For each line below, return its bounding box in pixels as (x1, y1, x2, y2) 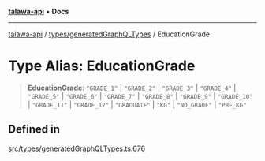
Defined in (8, 122, 61, 137)
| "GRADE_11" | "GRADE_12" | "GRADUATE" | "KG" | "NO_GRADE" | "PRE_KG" (27, 99, 247, 109)
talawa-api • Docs (8, 7, 69, 16)
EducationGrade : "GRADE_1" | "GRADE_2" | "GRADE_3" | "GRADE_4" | (27, 83, 237, 92)
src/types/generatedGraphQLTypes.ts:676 (8, 144, 146, 153)
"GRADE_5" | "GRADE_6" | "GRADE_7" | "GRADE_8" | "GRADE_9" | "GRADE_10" (27, 91, 254, 101)
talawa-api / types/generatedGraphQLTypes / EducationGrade (8, 29, 211, 39)
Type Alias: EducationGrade (8, 57, 196, 75)
